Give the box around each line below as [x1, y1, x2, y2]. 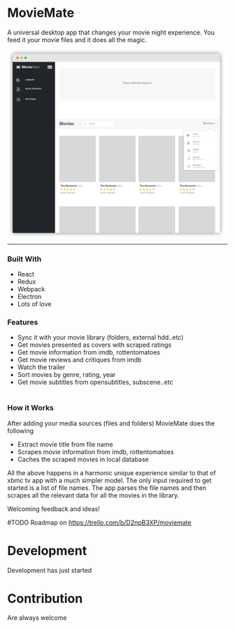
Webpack [17, 284, 45, 293]
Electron [17, 292, 42, 300]
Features [7, 317, 38, 327]
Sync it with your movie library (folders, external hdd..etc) [17, 333, 184, 342]
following [7, 426, 34, 435]
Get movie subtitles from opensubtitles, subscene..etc [17, 378, 173, 387]
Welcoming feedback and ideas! [7, 504, 100, 513]
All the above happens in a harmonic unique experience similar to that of [7, 468, 216, 477]
